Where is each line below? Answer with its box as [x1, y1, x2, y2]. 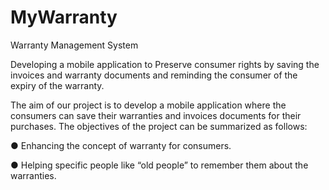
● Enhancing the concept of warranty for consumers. [10, 139, 232, 151]
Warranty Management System [10, 39, 139, 51]
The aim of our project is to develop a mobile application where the [10, 99, 287, 111]
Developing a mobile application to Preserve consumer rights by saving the [10, 58, 320, 70]
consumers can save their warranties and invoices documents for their [10, 109, 302, 121]
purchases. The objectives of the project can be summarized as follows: [10, 120, 308, 132]
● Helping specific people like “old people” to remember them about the [10, 159, 309, 171]
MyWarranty [10, 6, 118, 29]
